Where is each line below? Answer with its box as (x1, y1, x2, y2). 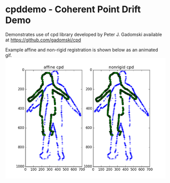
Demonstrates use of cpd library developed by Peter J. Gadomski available (5, 31, 162, 37)
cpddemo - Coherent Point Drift (5, 4, 141, 15)
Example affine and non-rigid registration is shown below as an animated (5, 47, 158, 53)
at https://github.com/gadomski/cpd (5, 37, 81, 43)
